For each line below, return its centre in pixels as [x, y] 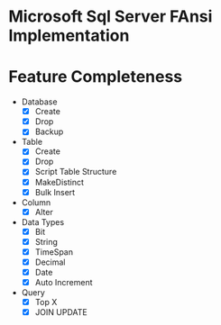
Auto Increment [64, 282]
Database [39, 102]
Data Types [43, 221]
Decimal [50, 262]
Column [36, 202]
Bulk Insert [55, 192]
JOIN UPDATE [61, 312]
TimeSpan [54, 252]
